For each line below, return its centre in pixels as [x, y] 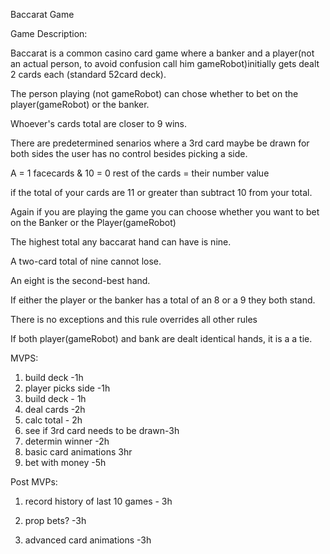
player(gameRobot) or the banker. [80, 104]
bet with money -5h [65, 462]
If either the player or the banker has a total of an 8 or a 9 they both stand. [163, 300]
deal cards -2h [55, 409]
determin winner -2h [67, 441]
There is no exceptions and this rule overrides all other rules [134, 319]
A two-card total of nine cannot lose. [86, 261]
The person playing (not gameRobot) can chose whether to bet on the [154, 93]
